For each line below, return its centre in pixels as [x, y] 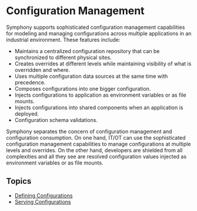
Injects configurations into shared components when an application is [99, 107]
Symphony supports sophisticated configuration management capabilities [96, 27]
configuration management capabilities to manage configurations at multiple [98, 144]
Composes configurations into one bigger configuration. [83, 88]
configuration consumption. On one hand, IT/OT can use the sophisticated [96, 137]
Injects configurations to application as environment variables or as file [100, 95]
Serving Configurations [43, 202]
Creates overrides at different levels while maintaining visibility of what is [103, 64]
